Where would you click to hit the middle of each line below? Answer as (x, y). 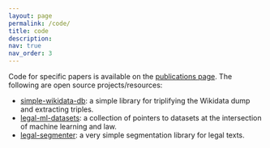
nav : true (25, 46)
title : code (28, 31)
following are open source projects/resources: (86, 85)
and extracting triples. (57, 109)
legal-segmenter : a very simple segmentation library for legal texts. (132, 135)
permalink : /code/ (39, 23)
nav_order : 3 (30, 53)
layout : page (30, 16)
